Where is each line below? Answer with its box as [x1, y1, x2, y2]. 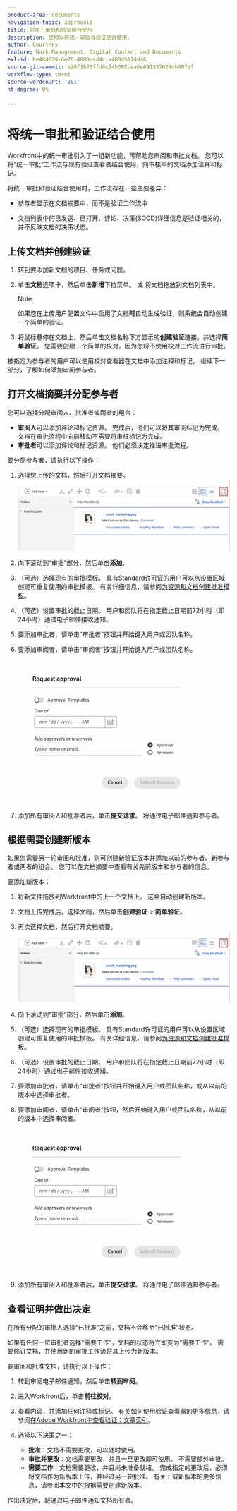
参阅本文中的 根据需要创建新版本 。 [47, 1481, 146, 1489]
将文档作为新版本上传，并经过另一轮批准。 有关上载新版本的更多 [28, 1472, 216, 1481]
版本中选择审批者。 [17, 1091, 74, 1099]
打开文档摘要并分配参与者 [7, 388, 119, 400]
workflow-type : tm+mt [7, 71, 71, 78]
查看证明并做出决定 [7, 1303, 91, 1315]
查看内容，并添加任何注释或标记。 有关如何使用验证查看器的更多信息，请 [17, 1407, 230, 1415]
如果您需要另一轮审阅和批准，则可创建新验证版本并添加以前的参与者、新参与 [7, 854, 230, 862]
